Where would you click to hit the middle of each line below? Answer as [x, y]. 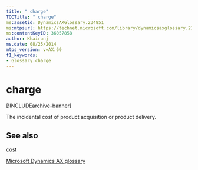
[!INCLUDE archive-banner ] [39, 106]
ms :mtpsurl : [21, 28]
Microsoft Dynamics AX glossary [46, 161]
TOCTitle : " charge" [32, 17]
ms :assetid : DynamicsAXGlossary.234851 [55, 22]
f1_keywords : [22, 55]
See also [22, 135]
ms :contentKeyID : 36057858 [39, 33]
